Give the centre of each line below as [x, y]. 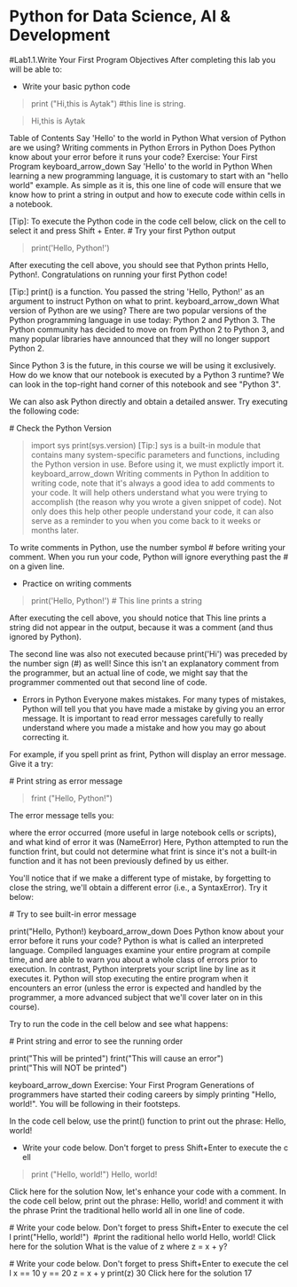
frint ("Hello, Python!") [72, 798]
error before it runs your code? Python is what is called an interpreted [137, 940]
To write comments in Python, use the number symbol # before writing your [148, 547]
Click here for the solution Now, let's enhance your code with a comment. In [148, 1191]
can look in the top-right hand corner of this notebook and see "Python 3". [145, 384]
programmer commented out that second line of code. [109, 682]
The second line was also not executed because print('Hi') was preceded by [148, 653]
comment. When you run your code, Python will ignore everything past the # [149, 557]
